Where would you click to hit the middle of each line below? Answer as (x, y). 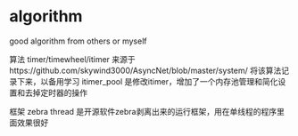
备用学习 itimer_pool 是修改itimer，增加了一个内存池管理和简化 (163, 81)
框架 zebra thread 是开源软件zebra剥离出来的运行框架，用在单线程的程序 (143, 111)
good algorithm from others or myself (78, 41)
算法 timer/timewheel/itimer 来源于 (72, 59)
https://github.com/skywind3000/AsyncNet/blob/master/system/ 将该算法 (145, 70)
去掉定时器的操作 (56, 92)
